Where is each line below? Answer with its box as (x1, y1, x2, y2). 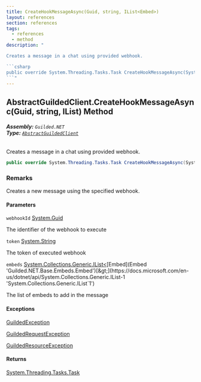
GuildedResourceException (6, 342, 74, 349)
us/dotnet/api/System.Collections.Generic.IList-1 (6, 274, 126, 281)
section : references (6, 20, 58, 26)
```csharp (6, 63, 31, 69)
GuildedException (6, 319, 50, 326)
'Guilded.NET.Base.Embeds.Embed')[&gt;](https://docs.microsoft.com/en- (6, 267, 190, 274)
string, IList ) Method (35, 106, 114, 117)
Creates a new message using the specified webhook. (6, 187, 140, 195)
